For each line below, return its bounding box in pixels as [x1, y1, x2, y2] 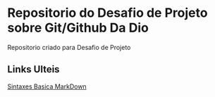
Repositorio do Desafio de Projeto [7, 5, 208, 21]
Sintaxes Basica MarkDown [7, 82, 87, 91]
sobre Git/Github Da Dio [7, 20, 149, 36]
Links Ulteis [7, 63, 60, 75]
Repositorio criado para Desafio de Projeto [7, 43, 131, 51]
